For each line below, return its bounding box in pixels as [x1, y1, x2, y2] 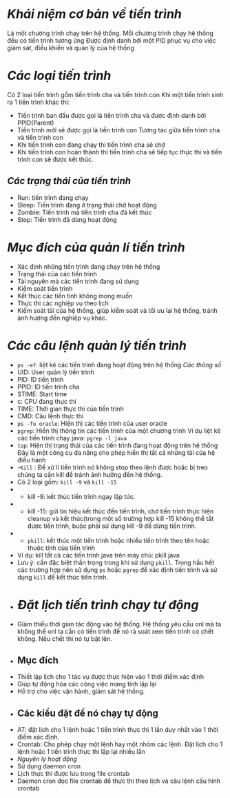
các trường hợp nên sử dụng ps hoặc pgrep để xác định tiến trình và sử [17, 565, 218, 574]
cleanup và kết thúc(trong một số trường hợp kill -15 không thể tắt [27, 514, 214, 522]
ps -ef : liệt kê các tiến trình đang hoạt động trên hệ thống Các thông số [17, 360, 222, 369]
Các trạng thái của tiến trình [7, 175, 132, 187]
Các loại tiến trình [7, 68, 112, 83]
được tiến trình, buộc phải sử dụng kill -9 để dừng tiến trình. [27, 522, 197, 530]
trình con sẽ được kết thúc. [17, 155, 94, 163]
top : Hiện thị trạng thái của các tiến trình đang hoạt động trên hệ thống [17, 441, 218, 449]
